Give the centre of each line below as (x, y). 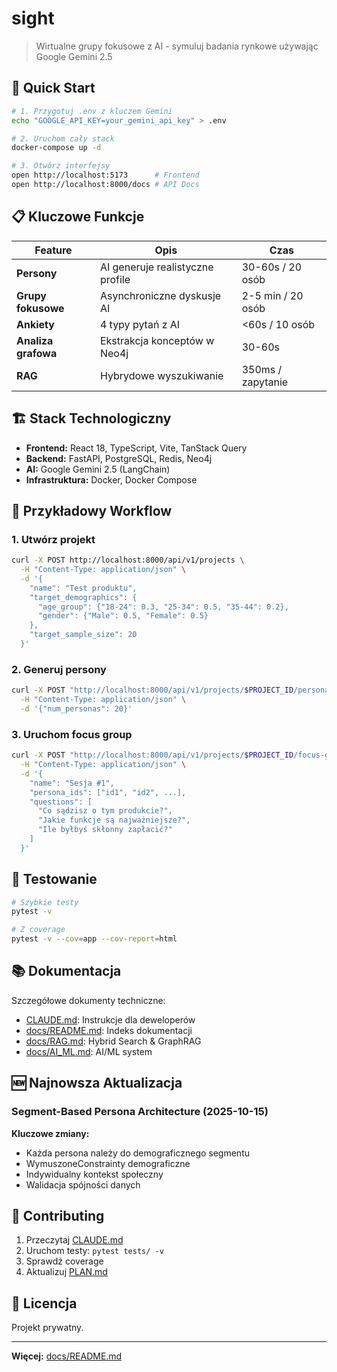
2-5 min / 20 (272, 295)
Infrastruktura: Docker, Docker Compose (111, 479)
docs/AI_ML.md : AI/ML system (89, 1051)
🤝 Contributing (58, 1215)
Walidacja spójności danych (83, 1184)
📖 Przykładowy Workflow (92, 510)
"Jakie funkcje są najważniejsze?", (114, 820)
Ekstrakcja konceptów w (157, 340)
